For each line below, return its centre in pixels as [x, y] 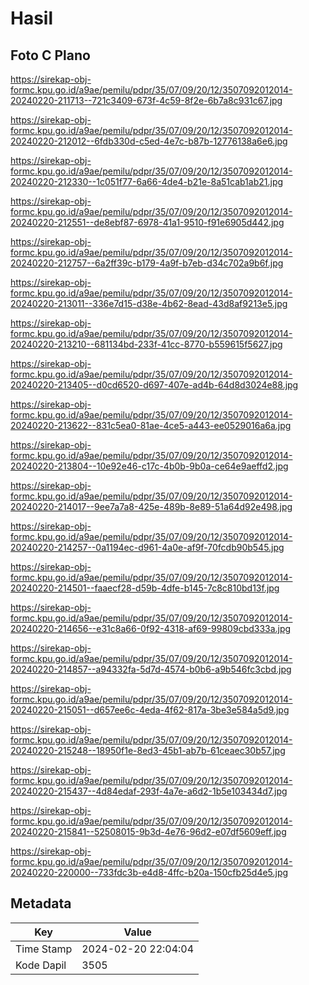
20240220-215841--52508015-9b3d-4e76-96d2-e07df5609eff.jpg [148, 831]
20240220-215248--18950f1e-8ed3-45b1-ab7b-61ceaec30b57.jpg [148, 750]
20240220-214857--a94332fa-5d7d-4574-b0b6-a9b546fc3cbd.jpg [151, 669]
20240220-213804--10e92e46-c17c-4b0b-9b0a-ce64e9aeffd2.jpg [149, 466]
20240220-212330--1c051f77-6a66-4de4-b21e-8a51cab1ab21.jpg [147, 181]
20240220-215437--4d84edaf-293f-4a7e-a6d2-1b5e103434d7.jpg [149, 791]
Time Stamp [44, 949]
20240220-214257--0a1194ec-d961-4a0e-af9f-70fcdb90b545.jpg [147, 547]
